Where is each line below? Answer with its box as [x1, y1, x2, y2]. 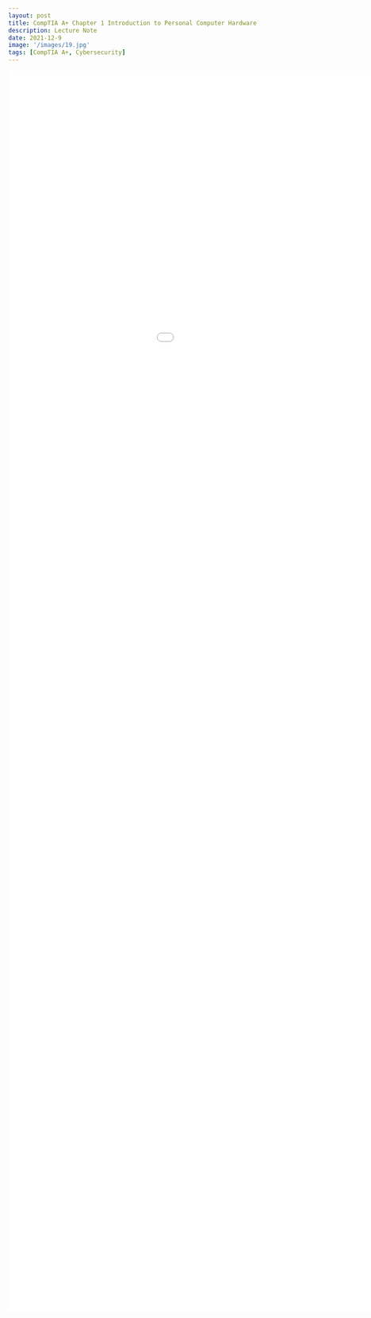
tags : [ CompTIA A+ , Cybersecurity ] [8, 48, 126, 56]
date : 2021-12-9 [8, 33, 62, 42]
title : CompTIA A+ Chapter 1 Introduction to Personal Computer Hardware [8, 19, 258, 27]
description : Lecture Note [8, 26, 98, 34]
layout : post [8, 11, 52, 20]
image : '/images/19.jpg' [8, 41, 90, 49]
